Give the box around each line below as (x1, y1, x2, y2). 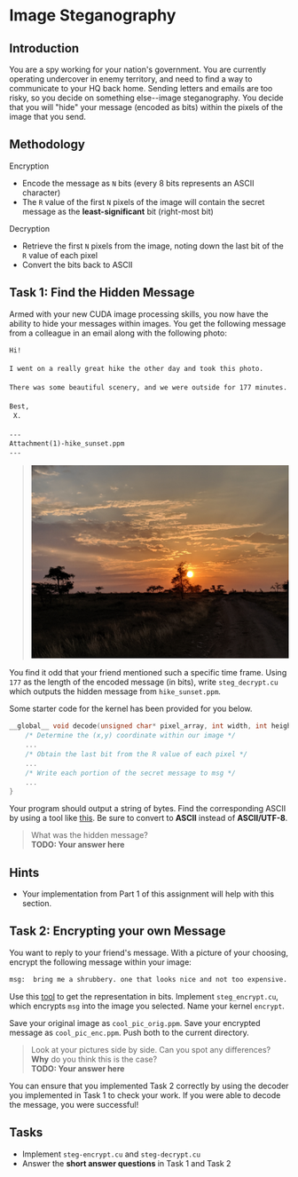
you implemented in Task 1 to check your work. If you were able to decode (9, 1089, 281, 1101)
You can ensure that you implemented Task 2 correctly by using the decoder (9, 1080, 289, 1091)
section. (21, 898, 52, 909)
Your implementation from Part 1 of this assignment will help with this (21, 889, 275, 899)
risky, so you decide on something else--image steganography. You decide (9, 92, 284, 103)
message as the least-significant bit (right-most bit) (21, 206, 215, 217)
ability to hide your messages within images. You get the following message (9, 318, 286, 328)
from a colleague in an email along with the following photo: (9, 328, 228, 338)
